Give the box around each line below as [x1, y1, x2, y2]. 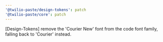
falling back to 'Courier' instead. [5, 31, 72, 37]
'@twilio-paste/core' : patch [5, 12, 66, 17]
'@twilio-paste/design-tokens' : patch [5, 7, 86, 12]
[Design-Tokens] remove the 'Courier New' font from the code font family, [5, 25, 158, 31]
